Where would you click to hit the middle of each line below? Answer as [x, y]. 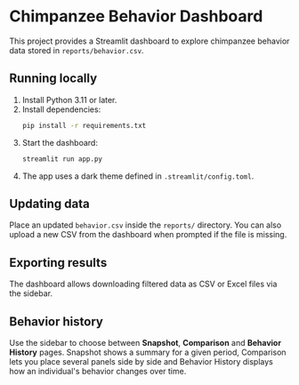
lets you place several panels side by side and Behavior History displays [141, 361]
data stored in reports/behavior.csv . [77, 50]
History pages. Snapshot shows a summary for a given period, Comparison [148, 352]
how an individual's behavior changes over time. [98, 371]
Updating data [50, 203]
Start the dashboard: [60, 142]
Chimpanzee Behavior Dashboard [136, 16]
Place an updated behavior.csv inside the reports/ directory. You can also [145, 225]
